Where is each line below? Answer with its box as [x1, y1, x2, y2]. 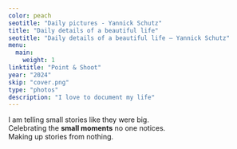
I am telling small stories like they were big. [8, 115, 149, 124]
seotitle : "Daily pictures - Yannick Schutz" [8, 19, 162, 27]
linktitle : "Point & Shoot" [8, 64, 102, 72]
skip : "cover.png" [8, 78, 69, 86]
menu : [8, 41, 26, 49]
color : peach [8, 11, 52, 20]
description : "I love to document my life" [8, 93, 156, 101]
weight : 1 [22, 57, 56, 65]
